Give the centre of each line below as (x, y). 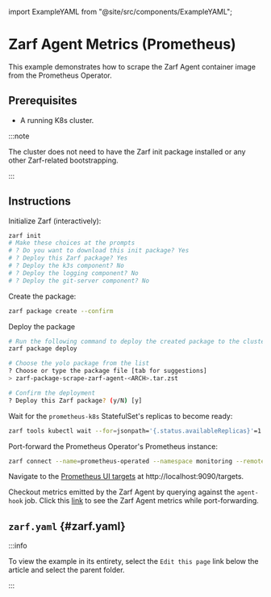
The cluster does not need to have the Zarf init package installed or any (127, 151)
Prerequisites (43, 101)
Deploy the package (42, 326)
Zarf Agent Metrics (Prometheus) (122, 44)
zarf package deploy (43, 349)
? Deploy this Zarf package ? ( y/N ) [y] (75, 400)
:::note (19, 136)
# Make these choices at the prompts (72, 243)
